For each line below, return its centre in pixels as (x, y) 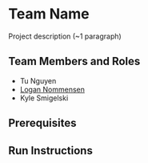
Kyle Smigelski (44, 98)
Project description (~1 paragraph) (65, 36)
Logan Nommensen (52, 89)
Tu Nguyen (38, 80)
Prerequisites (42, 123)
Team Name (49, 14)
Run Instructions (51, 151)
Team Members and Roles (74, 61)
